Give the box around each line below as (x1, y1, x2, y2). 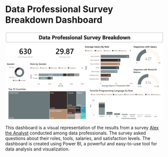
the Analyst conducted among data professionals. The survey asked (5, 130, 146, 136)
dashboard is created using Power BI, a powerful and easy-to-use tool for (5, 141, 157, 147)
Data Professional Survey (5, 4, 113, 15)
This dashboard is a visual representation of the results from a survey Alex (5, 125, 159, 131)
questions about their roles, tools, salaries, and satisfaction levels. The (5, 135, 150, 141)
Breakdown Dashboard (5, 14, 103, 26)
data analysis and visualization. (5, 146, 70, 152)
